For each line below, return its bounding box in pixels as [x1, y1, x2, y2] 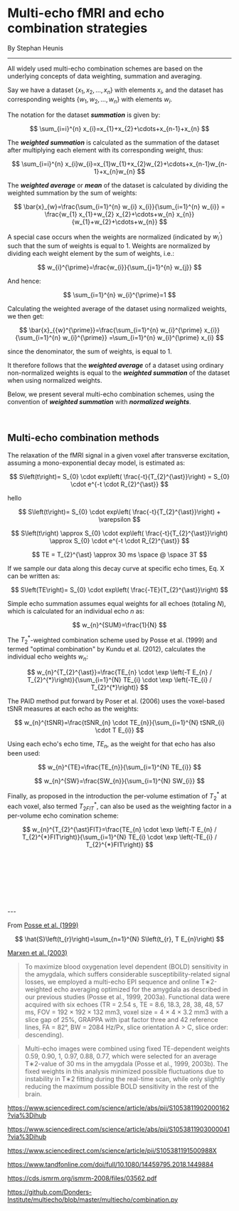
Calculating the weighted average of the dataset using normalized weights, [7, 304, 227, 313]
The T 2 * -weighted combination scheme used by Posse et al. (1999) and [7, 634, 218, 646]
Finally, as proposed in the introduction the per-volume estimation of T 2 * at [7, 790, 227, 802]
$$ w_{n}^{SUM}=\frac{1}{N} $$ [72, 620, 167, 629]
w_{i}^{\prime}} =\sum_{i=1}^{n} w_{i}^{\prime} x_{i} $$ [62, 333, 224, 341]
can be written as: [7, 572, 60, 580]
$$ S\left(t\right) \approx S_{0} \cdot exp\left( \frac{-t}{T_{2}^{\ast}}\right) [11, 529, 228, 537]
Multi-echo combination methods [7, 432, 159, 444]
